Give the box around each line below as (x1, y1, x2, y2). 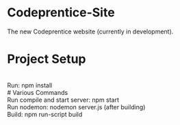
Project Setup (7, 51, 87, 67)
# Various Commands (7, 88, 68, 96)
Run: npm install (7, 81, 53, 89)
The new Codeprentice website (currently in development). (7, 27, 174, 36)
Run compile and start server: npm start (7, 96, 120, 104)
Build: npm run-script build (7, 110, 83, 118)
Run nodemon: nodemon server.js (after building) (7, 102, 146, 111)
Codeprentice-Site (7, 5, 115, 20)
